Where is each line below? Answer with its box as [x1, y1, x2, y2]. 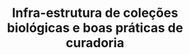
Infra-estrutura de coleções [11, 5, 179, 21]
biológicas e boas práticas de [6, 20, 184, 36]
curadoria [65, 35, 125, 51]
